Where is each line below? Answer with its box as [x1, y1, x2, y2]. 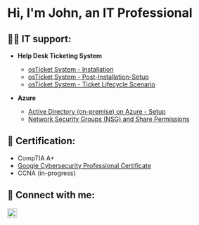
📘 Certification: [7, 135, 76, 147]
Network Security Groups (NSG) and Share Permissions [27, 115, 190, 123]
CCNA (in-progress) [17, 169, 76, 177]
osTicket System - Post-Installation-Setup [27, 72, 149, 81]
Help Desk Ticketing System [17, 51, 103, 60]
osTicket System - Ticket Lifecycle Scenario [27, 80, 156, 89]
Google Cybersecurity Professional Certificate [17, 161, 151, 169]
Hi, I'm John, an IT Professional [7, 5, 193, 21]
